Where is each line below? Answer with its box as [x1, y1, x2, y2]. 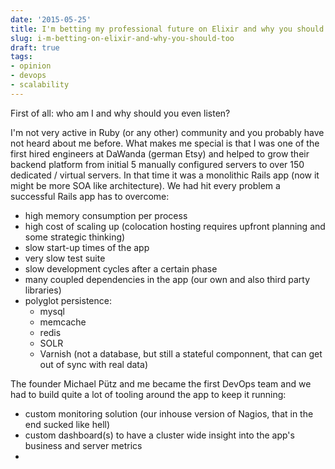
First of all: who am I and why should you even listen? [10, 107, 231, 119]
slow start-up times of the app [24, 241, 150, 253]
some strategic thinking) [24, 231, 126, 243]
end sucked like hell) [24, 418, 111, 430]
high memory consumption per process [24, 209, 188, 221]
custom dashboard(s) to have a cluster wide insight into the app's [24, 429, 295, 441]
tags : [10, 52, 33, 62]
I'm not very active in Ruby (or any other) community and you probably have [10, 126, 325, 138]
